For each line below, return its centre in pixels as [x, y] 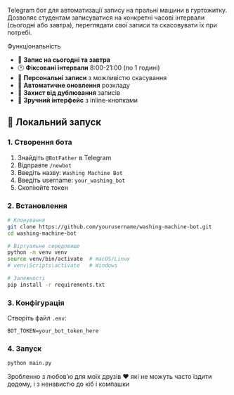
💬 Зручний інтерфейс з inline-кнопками [78, 100]
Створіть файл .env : [37, 318]
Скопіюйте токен [43, 187]
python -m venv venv [38, 252]
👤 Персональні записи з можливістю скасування [92, 78]
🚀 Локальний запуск [54, 122]
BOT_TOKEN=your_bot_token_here [53, 331]
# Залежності [26, 278]
